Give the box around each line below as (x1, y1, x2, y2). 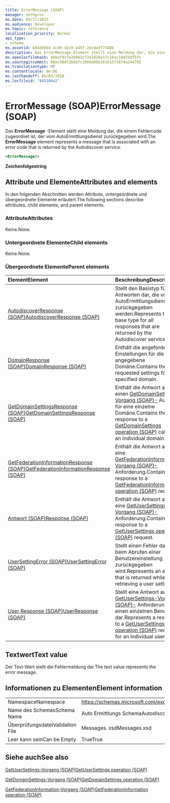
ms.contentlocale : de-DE (5, 69, 58, 74)
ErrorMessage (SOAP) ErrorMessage (5, 100, 161, 112)
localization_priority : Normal (5, 31, 71, 36)
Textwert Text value (5, 650, 68, 659)
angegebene (115, 357, 145, 364)
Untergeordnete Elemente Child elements (5, 239, 108, 246)
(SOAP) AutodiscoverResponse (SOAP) (8, 314, 100, 321)
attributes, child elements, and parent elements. (5, 202, 105, 208)
